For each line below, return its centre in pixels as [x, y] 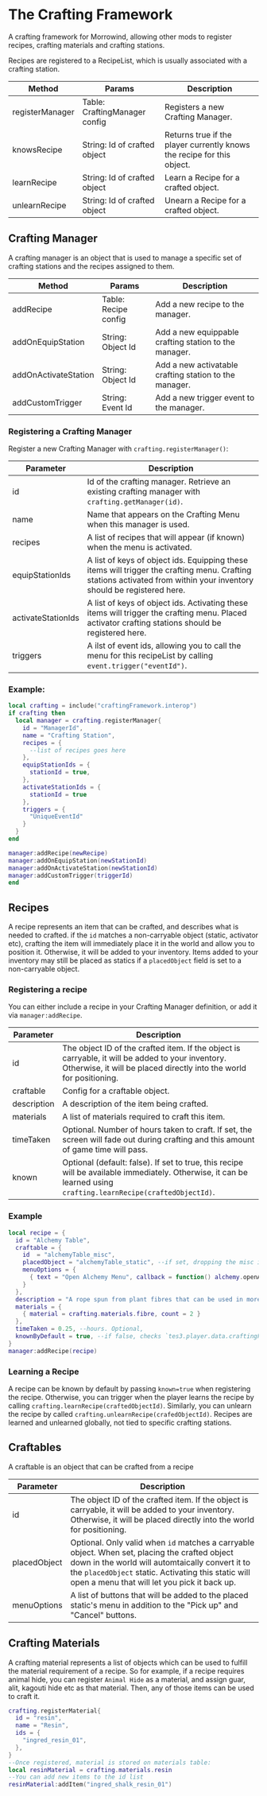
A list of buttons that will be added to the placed [159, 1595]
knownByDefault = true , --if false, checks [88, 1336]
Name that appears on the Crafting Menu [163, 514]
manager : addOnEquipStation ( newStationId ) [78, 860]
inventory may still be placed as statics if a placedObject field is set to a [125, 960]
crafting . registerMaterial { [55, 1711]
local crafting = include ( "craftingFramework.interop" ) [103, 706]
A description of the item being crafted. [135, 1104]
